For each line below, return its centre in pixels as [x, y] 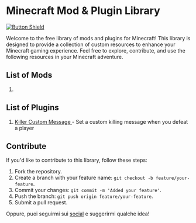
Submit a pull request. [41, 203]
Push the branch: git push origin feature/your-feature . [84, 196]
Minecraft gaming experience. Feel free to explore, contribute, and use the [96, 50]
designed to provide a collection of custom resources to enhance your [91, 44]
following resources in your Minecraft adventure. [65, 57]
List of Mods [29, 75]
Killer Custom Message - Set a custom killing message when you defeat [101, 121]
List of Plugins [33, 108]
